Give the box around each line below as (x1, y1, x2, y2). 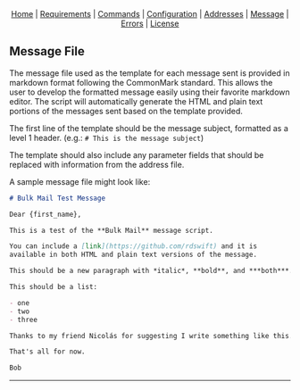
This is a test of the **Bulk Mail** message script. (9, 226, 214, 235)
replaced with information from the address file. (9, 159, 185, 170)
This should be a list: (9, 283, 98, 292)
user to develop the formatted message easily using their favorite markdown (9, 87, 290, 97)
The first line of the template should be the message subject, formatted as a (9, 122, 288, 133)
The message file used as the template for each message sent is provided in (9, 67, 290, 79)
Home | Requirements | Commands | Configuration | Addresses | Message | (11, 9, 289, 19)
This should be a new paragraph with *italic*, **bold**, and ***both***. (9, 267, 294, 276)
